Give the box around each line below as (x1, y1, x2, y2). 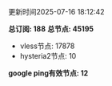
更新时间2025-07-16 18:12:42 (8, 7, 106, 16)
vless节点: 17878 (19, 41, 75, 51)
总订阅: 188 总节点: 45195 (8, 24, 94, 34)
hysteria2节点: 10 (19, 51, 77, 60)
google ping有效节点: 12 (8, 68, 89, 78)
